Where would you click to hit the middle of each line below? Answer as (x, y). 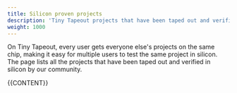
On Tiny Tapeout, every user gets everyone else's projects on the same (111, 47)
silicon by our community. (45, 69)
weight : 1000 (26, 27)
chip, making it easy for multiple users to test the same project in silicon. (113, 54)
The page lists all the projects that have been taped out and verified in (109, 62)
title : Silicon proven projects (55, 14)
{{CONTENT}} (28, 83)
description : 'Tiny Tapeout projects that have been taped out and (109, 20)
